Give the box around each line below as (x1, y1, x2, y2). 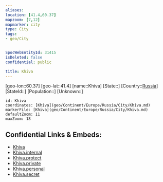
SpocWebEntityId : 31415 (5, 50, 57, 55)
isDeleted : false (5, 54, 43, 60)
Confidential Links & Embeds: (5, 130, 102, 139)
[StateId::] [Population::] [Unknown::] (5, 88, 83, 95)
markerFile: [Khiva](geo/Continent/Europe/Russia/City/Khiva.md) (5, 107, 148, 113)
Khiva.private (12, 160, 41, 167)
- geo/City (5, 37, 29, 42)
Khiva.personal (12, 166, 45, 172)
